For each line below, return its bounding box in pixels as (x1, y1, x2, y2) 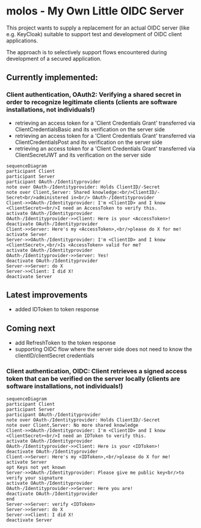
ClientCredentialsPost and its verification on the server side (14, 138, 162, 146)
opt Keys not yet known (6, 464, 66, 470)
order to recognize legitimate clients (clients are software (6, 98, 178, 107)
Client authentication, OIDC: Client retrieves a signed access (6, 367, 188, 376)
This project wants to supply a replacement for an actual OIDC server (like (6, 24, 190, 31)
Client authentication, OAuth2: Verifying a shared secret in (6, 90, 182, 99)
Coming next (6, 323, 55, 334)
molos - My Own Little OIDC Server (6, 4, 184, 18)
